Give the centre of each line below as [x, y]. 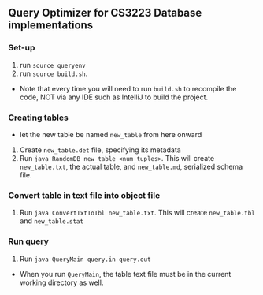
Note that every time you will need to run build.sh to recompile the [128, 88]
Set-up [22, 48]
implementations [51, 26]
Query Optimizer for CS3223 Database [105, 13]
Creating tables [38, 118]
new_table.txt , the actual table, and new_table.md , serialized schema [131, 166]
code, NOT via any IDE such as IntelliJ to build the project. [114, 97]
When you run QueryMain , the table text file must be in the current [125, 274]
